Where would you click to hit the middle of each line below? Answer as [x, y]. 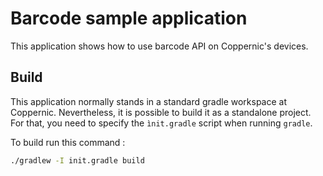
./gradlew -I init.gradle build [77, 160]
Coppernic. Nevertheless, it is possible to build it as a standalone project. [161, 112]
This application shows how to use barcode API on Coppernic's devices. [159, 46]
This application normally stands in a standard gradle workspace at [148, 101]
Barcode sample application [129, 18]
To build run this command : [68, 142]
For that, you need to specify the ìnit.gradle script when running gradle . [161, 123]
